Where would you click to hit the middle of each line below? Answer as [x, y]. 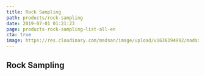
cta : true [19, 35]
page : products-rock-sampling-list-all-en [61, 29]
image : [15, 40]
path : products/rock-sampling [45, 18]
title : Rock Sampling [34, 12]
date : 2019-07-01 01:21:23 [41, 23]
